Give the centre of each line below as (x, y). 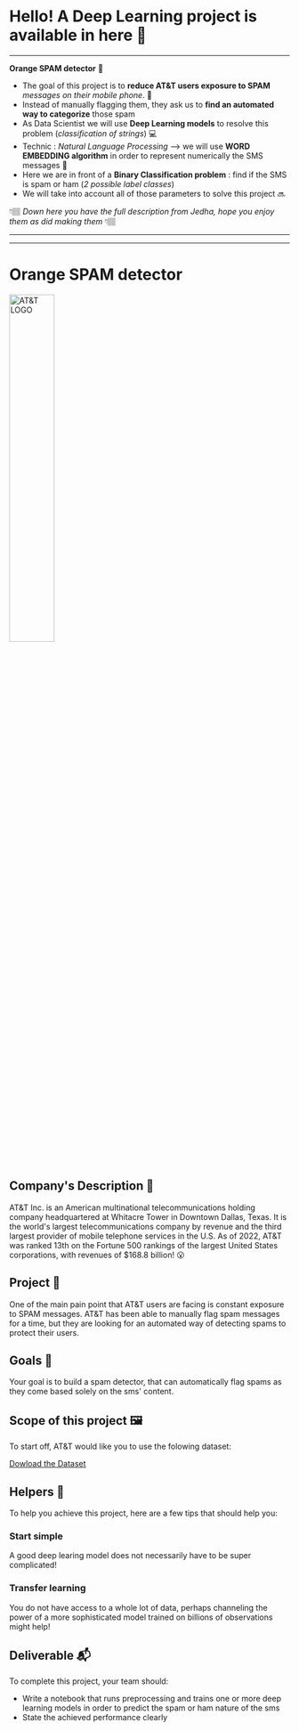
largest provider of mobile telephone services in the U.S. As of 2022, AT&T (145, 1236)
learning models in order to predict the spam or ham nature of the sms (151, 1708)
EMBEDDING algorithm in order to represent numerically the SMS (143, 155)
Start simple (36, 1536)
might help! (30, 1626)
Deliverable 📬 (50, 1655)
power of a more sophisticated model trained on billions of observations (141, 1617)
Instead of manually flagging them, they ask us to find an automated (148, 104)
